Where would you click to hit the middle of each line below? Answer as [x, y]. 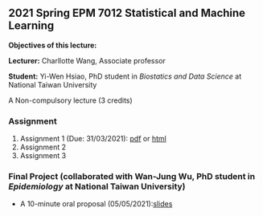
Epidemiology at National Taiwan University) [97, 186]
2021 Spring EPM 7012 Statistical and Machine [127, 13]
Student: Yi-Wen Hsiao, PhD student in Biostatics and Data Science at [125, 76]
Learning [31, 26]
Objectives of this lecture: [53, 45]
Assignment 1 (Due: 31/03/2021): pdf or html [93, 139]
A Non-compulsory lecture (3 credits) [70, 100]
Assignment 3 [43, 156]
